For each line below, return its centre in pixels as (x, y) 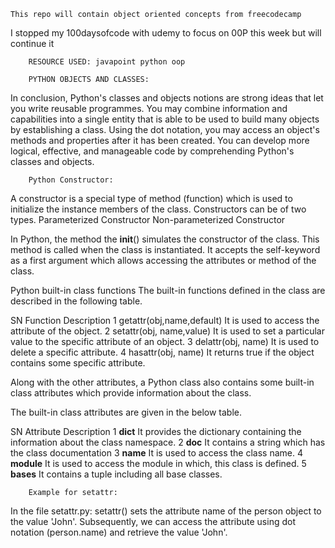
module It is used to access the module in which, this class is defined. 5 (158, 463)
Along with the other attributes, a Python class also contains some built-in (162, 382)
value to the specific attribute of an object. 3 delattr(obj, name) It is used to (165, 341)
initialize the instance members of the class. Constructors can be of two (158, 209)
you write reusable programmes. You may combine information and (149, 108)
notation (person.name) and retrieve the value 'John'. (119, 532)
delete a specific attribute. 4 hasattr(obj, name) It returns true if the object (162, 352)
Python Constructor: (71, 180)
